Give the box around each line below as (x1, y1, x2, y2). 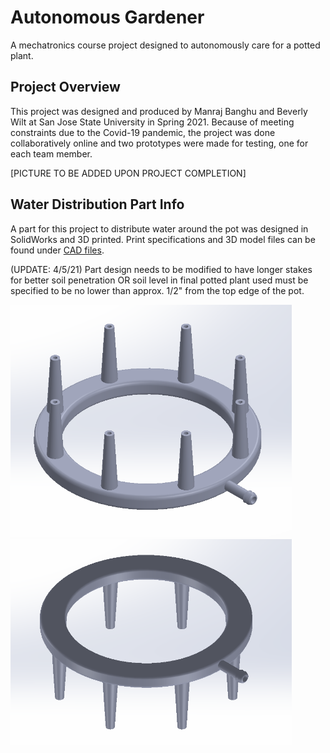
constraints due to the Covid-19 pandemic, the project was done (10, 126, 276, 138)
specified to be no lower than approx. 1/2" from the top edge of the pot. (10, 284, 305, 296)
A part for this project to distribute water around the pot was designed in (10, 222, 309, 235)
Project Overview (10, 79, 121, 96)
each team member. (10, 147, 93, 160)
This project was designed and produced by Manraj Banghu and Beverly (10, 105, 308, 117)
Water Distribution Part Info (10, 196, 185, 213)
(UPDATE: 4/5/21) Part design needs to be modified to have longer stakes (10, 263, 313, 275)
